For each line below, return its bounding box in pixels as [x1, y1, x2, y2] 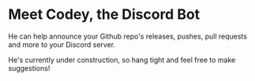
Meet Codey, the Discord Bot [8, 6, 201, 24]
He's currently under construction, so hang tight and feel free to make [8, 55, 236, 64]
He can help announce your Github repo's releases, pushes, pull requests [8, 31, 247, 41]
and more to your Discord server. [8, 39, 116, 49]
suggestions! [8, 63, 51, 72]
